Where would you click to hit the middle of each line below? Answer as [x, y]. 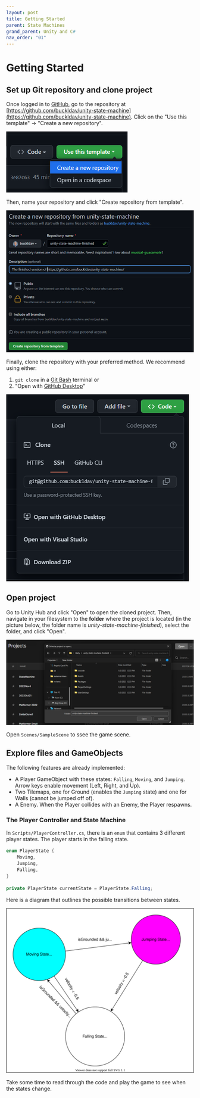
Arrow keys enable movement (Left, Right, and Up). [78, 785]
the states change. [29, 1089]
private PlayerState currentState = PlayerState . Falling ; [79, 889]
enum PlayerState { [30, 851]
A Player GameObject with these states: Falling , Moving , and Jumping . [100, 779]
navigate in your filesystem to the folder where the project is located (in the [99, 618]
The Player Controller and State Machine [66, 820]
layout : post [22, 13]
